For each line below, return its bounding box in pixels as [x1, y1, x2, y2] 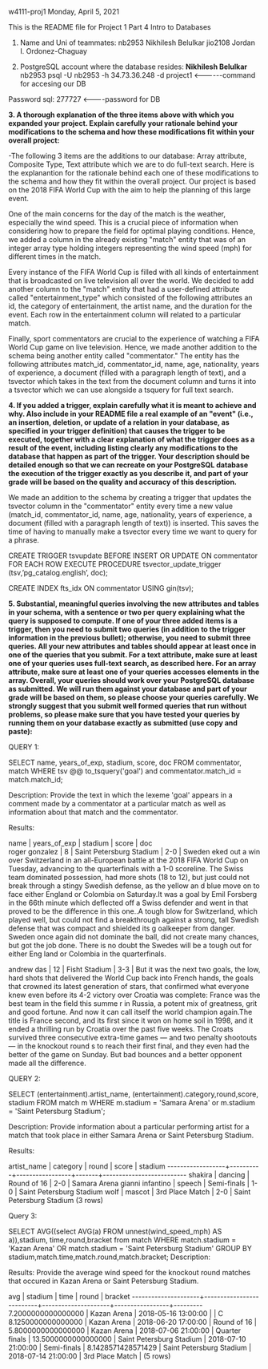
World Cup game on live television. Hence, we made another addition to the [8, 342, 258, 352]
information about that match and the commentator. [8, 807, 178, 817]
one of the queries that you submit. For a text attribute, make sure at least [8, 650, 258, 660]
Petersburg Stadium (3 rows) [8, 1196, 104, 1205]
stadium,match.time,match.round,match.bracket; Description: [8, 1252, 210, 1262]
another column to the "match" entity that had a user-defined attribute [8, 285, 240, 293]
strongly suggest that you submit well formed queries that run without [8, 701, 247, 710]
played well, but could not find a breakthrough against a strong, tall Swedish [8, 915, 259, 924]
